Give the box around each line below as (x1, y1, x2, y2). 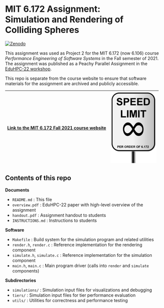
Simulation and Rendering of (5, 14, 124, 25)
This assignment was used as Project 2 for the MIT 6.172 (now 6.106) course (5, 50, 159, 56)
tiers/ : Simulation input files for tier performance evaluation (12, 292, 136, 298)
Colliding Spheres (5, 25, 80, 35)
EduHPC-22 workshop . (5, 65, 52, 72)
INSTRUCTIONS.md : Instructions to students (12, 217, 97, 223)
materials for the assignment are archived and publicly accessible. (5, 80, 139, 87)
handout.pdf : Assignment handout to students (12, 212, 107, 218)
